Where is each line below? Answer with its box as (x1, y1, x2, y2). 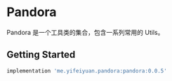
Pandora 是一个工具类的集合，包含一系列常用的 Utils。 (6, 28, 164, 36)
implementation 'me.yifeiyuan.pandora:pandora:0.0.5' (6, 67, 168, 74)
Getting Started (6, 49, 76, 61)
